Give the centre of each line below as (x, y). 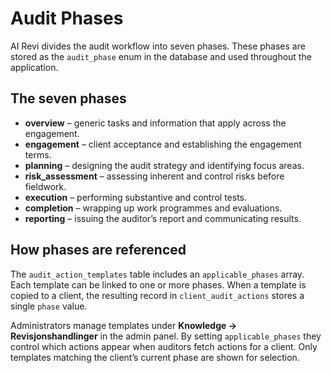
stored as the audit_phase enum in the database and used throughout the (161, 56)
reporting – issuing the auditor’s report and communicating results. (163, 218)
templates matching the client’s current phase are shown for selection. (155, 357)
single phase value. (49, 306)
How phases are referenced (98, 250)
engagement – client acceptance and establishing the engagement (163, 144)
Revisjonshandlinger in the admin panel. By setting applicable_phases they (166, 336)
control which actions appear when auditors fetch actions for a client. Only (164, 346)
